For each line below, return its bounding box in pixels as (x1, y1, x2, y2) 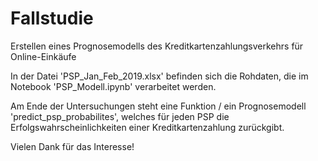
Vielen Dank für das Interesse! (10, 140, 135, 152)
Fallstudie (10, 7, 94, 30)
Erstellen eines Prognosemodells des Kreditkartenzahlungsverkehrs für (10, 40, 304, 52)
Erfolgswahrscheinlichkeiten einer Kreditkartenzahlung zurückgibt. (10, 121, 285, 133)
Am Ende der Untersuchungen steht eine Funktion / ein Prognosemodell (10, 100, 307, 112)
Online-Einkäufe (10, 50, 77, 62)
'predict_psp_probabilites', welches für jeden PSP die (10, 110, 230, 122)
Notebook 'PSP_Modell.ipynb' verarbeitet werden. (10, 80, 217, 92)
